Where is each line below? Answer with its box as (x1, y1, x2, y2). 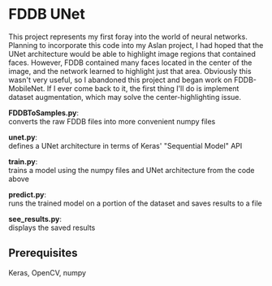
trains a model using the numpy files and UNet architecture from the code (8, 165, 255, 175)
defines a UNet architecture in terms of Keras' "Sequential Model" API (8, 141, 243, 150)
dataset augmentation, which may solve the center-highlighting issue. (8, 92, 242, 102)
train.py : (8, 156, 38, 167)
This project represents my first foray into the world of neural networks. (8, 32, 248, 41)
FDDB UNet (8, 5, 85, 24)
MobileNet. (8, 83, 45, 93)
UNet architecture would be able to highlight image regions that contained (8, 49, 256, 58)
